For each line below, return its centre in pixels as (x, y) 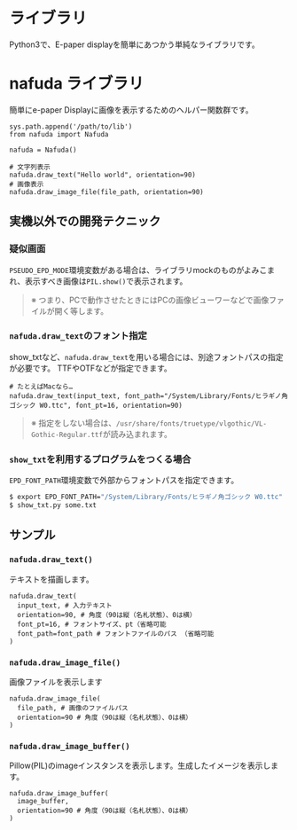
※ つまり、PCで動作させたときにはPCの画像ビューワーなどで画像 (150, 300)
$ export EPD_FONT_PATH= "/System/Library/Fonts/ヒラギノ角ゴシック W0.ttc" (146, 497)
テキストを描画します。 (52, 579)
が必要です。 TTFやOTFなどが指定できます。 (91, 368)
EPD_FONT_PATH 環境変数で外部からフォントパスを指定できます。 (124, 481)
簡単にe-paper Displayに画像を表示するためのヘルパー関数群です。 (132, 110)
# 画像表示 (27, 184)
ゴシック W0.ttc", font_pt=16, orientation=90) (96, 405)
